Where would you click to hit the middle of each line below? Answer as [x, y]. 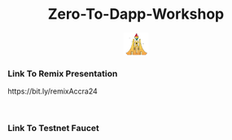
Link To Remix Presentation [63, 73]
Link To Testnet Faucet [53, 128]
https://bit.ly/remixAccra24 [53, 91]
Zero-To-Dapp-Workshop [136, 14]
